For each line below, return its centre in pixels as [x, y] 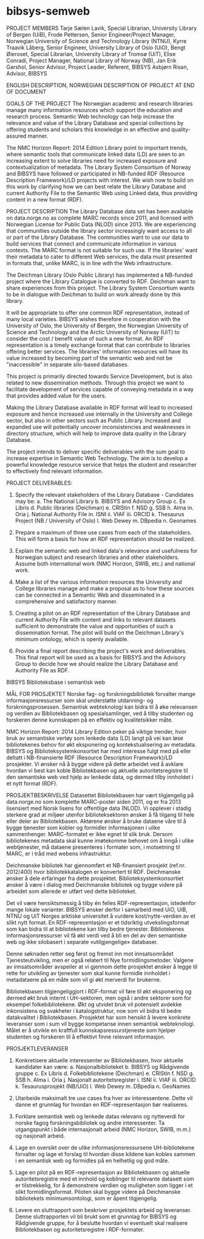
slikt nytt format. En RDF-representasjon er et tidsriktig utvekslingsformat [98, 922]
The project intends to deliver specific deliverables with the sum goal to [96, 452]
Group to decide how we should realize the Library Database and [96, 664]
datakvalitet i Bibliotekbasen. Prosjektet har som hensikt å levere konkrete [99, 1017]
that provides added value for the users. [56, 396]
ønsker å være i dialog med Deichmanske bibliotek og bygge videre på [94, 884]
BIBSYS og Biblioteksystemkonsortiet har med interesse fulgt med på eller [99, 751]
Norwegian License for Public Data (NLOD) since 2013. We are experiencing [101, 224]
